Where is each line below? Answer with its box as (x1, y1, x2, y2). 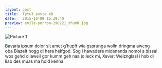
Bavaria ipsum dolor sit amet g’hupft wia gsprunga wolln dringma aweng (5, 43, 150, 49)
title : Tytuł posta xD (5, 12, 54, 16)
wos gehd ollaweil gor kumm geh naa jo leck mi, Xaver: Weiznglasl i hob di (5, 54, 154, 59)
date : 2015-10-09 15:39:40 (5, 16, 64, 21)
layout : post (5, 7, 32, 12)
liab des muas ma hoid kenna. (5, 58, 65, 64)
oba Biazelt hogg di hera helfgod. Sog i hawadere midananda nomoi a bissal (5, 48, 158, 54)
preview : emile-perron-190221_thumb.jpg (5, 20, 89, 26)
